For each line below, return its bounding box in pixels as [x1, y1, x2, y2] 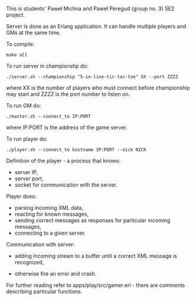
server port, [14, 175, 44, 182]
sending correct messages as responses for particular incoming [14, 217, 171, 224]
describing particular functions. [6, 288, 83, 295]
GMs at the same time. [6, 29, 61, 36]
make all [6, 52, 28, 58]
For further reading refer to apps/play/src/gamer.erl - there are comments [6, 281, 185, 289]
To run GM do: [6, 102, 41, 109]
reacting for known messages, [14, 210, 89, 217]
